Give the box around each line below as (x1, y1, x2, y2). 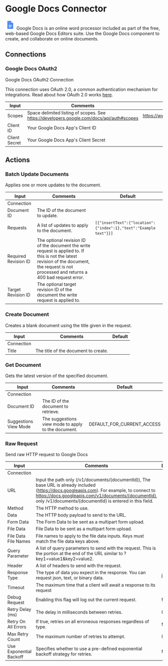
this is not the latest (37, 253, 77, 259)
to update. (37, 213, 58, 219)
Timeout (7, 585, 25, 591)
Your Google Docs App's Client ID (27, 125, 96, 131)
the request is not (37, 263, 73, 270)
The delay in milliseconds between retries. (35, 609, 122, 615)
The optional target (37, 281, 76, 287)
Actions (5, 155, 30, 164)
